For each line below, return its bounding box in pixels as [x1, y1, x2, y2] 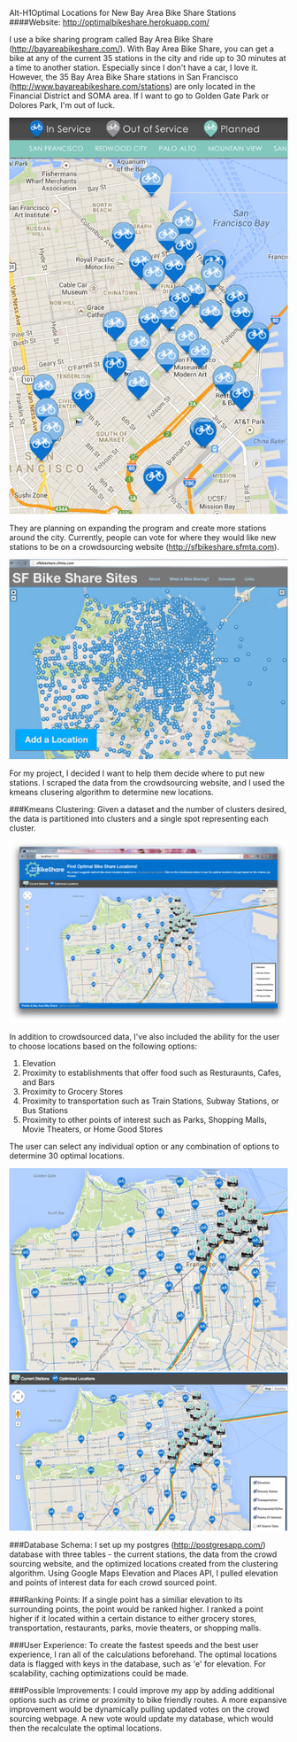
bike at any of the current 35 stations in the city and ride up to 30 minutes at [9, 53, 286, 63]
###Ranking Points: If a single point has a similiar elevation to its [9, 1594, 243, 1606]
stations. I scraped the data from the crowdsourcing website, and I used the [9, 778, 286, 788]
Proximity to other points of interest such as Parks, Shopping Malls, [21, 1114, 267, 1125]
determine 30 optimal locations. [9, 1150, 126, 1161]
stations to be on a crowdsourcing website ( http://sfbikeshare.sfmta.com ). [9, 541, 280, 552]
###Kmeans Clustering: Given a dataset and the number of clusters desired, [9, 804, 287, 815]
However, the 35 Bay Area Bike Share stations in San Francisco [9, 72, 239, 82]
